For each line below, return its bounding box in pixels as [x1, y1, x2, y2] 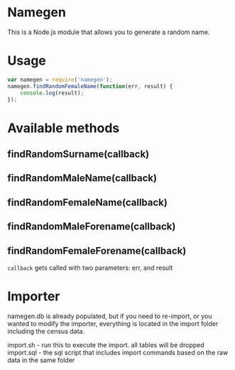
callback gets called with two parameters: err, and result [7, 263, 173, 272]
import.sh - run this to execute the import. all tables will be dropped [7, 340, 204, 349]
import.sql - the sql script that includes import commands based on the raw [7, 348, 229, 357]
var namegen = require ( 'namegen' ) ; [7, 76, 113, 83]
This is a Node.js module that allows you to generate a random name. [7, 28, 210, 36]
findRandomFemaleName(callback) [7, 196, 168, 208]
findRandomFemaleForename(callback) [7, 244, 187, 256]
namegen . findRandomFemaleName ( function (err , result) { [7, 82, 173, 89]
